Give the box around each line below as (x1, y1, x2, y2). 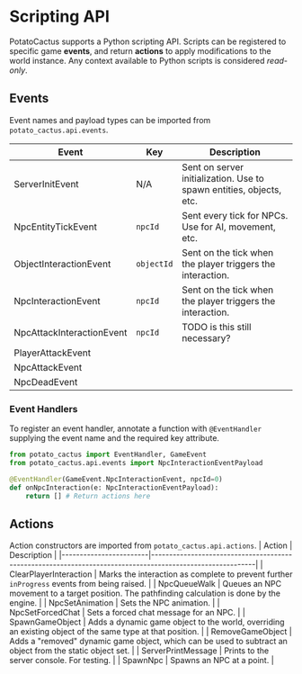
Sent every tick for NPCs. (181, 209, 289, 221)
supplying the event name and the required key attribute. (9, 433, 220, 444)
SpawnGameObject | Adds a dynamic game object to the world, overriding (9, 616, 285, 627)
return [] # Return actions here (25, 491, 151, 500)
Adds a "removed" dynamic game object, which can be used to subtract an (9, 636, 288, 647)
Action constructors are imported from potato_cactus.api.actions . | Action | (9, 540, 293, 551)
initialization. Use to (181, 172, 265, 184)
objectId (136, 258, 173, 269)
